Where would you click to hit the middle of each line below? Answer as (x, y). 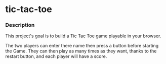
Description (20, 25)
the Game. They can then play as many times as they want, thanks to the (81, 51)
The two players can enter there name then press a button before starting (82, 46)
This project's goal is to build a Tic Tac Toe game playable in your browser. (83, 36)
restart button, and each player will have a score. (56, 56)
